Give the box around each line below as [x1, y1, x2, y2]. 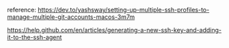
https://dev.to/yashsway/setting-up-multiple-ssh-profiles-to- [37, 6, 210, 14]
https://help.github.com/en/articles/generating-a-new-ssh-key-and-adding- [7, 26, 222, 34]
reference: [7, 6, 36, 14]
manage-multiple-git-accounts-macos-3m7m [7, 13, 135, 21]
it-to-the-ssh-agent [7, 33, 62, 41]
